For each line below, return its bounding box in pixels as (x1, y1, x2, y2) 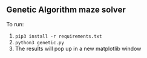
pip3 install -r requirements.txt (15, 33, 102, 39)
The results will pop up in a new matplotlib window (15, 45, 142, 52)
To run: (6, 20, 24, 28)
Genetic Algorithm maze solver (6, 5, 126, 15)
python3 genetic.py (15, 39, 65, 45)
